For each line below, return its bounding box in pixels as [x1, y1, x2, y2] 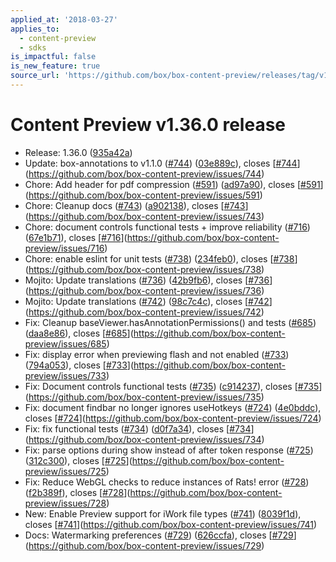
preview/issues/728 [24, 497, 107, 509]
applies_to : [10, 24, 60, 34]
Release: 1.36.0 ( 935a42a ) [24, 146, 133, 158]
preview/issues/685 [24, 337, 107, 350]
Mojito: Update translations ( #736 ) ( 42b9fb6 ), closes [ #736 [24, 274, 270, 286]
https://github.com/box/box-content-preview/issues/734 [28, 433, 262, 445]
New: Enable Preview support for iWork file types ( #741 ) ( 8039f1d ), [24, 507, 302, 520]
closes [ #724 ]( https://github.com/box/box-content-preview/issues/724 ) [24, 412, 322, 424]
